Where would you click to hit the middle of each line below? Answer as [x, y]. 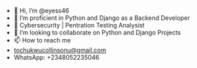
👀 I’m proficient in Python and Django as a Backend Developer [102, 18]
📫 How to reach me [42, 40]
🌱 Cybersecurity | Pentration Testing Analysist [79, 25]
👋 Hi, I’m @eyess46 [41, 11]
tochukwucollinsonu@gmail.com [60, 50]
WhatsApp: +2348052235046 [56, 57]
